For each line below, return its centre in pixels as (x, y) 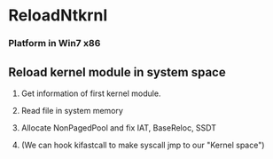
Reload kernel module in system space (117, 72)
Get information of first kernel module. (91, 93)
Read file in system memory (72, 110)
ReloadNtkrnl (58, 16)
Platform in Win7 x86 (55, 44)
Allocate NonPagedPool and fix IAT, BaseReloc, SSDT (119, 127)
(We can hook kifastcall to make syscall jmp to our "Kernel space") (143, 145)
